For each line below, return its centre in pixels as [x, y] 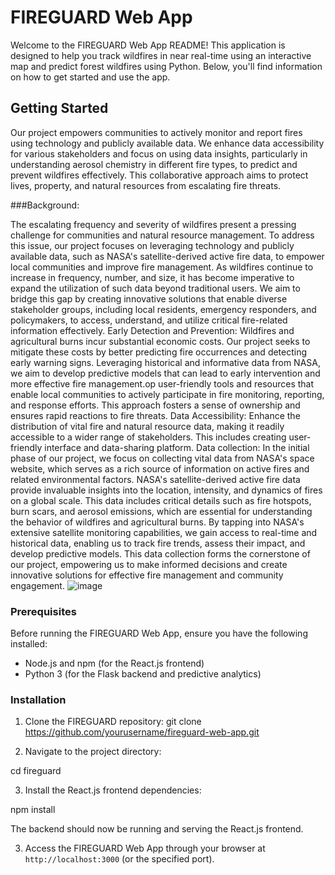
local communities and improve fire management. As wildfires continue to [162, 267]
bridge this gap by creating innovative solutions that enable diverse [149, 298]
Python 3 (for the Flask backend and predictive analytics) [143, 674]
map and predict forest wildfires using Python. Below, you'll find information [166, 66]
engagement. [37, 585]
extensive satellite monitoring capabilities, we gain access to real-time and [164, 532]
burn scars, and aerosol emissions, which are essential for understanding [161, 511]
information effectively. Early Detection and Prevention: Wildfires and [152, 330]
